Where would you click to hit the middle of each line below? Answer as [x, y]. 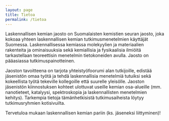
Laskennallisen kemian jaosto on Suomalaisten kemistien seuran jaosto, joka [85, 34]
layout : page [19, 10]
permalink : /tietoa [26, 19]
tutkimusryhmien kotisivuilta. [35, 103]
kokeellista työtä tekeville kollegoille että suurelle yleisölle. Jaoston [75, 81]
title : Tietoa [20, 15]
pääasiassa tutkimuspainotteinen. [40, 61]
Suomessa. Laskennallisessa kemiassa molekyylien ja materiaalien [75, 45]
